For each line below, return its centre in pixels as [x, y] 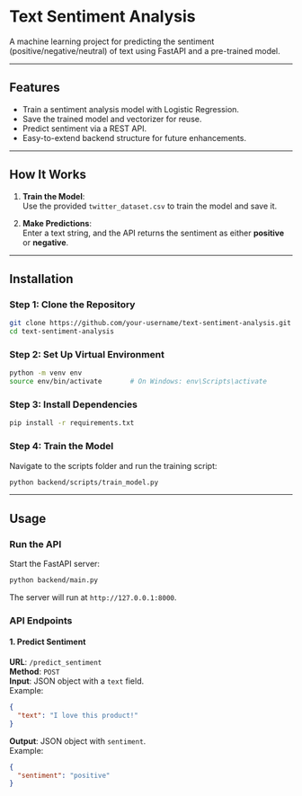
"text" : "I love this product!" [78, 715]
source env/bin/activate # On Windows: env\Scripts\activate [138, 382]
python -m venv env [46, 373]
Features [35, 88]
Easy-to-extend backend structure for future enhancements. [134, 137]
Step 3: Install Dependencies [73, 404]
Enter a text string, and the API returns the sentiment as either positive [153, 233]
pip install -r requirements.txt [72, 423]
